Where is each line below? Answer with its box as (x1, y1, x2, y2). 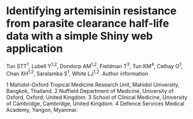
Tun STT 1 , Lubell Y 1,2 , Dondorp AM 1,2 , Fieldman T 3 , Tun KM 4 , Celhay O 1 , (6, 61, 183, 69)
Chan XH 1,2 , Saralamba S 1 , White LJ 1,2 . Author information (6, 69, 148, 77)
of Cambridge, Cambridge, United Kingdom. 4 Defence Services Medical (6, 100, 185, 107)
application (6, 42, 64, 56)
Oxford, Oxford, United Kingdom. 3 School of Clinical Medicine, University (6, 94, 188, 101)
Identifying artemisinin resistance (6, 4, 177, 18)
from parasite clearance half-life (6, 17, 169, 30)
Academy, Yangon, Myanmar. (6, 107, 78, 114)
